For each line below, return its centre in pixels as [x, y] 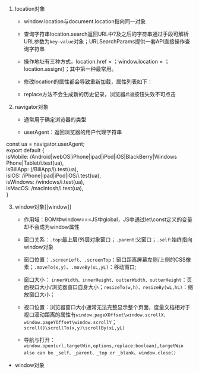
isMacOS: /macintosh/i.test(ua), [45, 188]
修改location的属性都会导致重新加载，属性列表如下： [88, 81]
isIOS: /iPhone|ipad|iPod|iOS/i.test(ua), [53, 175]
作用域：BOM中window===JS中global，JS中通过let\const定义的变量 [108, 219]
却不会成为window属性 [51, 227]
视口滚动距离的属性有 [50, 315]
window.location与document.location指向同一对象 [85, 21]
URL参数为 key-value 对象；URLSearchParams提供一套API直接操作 [104, 41]
